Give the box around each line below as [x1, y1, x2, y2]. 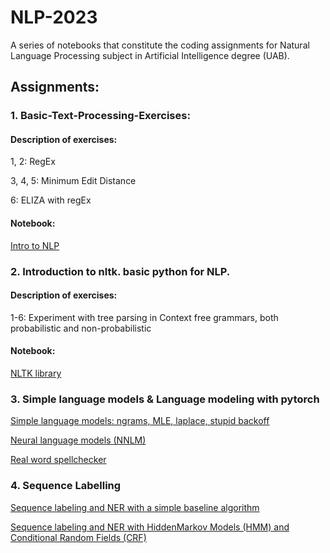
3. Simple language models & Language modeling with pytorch [10, 392, 320, 406]
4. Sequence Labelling [10, 479, 122, 493]
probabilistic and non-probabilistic [10, 322, 152, 334]
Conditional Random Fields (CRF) [10, 531, 147, 543]
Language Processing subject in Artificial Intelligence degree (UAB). [10, 49, 290, 61]
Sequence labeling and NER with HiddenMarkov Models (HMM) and [10, 521, 290, 533]
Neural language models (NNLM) [10, 434, 147, 446]
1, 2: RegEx [10, 156, 56, 168]
